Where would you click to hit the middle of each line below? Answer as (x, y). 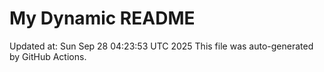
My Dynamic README (102, 18)
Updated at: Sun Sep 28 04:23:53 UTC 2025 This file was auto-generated (161, 46)
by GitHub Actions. (48, 56)
